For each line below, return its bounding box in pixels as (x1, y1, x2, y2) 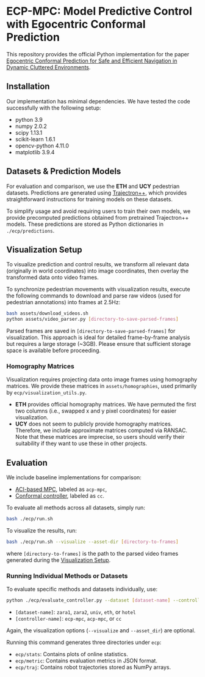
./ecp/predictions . (6, 226, 55, 234)
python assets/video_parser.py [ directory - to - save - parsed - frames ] (6, 316, 179, 323)
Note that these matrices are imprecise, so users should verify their (15, 433, 185, 441)
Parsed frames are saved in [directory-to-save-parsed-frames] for (6, 327, 176, 335)
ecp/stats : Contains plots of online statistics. (15, 651, 128, 658)
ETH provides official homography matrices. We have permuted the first (15, 401, 196, 408)
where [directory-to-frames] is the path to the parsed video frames (6, 550, 179, 557)
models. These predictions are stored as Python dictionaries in (6, 220, 164, 228)
